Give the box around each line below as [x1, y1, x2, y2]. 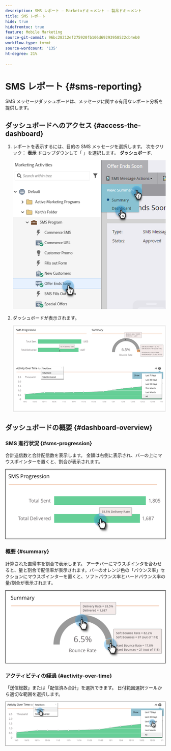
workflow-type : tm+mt [5, 41, 51, 46]
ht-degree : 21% [5, 51, 38, 56]
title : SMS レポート [5, 13, 46, 19]
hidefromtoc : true [5, 24, 44, 30]
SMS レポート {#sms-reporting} [5, 80, 142, 92]
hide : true [5, 19, 28, 24]
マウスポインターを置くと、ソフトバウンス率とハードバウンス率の [27, 573, 165, 580]
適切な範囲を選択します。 [9, 691, 63, 697]
